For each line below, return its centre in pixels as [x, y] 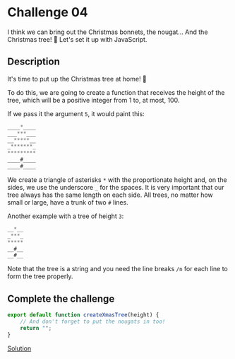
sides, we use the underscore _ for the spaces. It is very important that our [116, 187]
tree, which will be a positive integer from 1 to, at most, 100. [94, 100]
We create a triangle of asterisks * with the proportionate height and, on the [117, 179]
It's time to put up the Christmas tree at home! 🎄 [77, 79]
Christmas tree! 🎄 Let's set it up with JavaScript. [77, 39]
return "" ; [36, 328]
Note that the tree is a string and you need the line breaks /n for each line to [117, 269]
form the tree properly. [40, 276]
